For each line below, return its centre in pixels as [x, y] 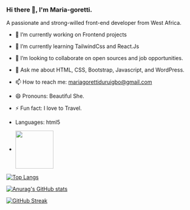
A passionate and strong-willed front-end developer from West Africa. [94, 23]
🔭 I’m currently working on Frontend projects [71, 35]
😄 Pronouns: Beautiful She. [50, 96]
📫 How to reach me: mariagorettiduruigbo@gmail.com [83, 82]
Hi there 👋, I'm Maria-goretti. [49, 10]
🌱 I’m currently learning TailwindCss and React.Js [77, 46]
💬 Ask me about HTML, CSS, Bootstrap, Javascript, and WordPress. [100, 70]
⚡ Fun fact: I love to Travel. [48, 108]
